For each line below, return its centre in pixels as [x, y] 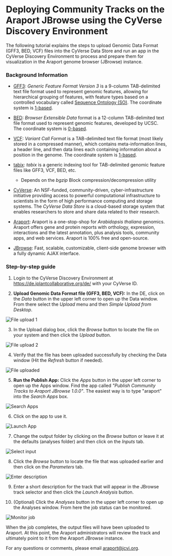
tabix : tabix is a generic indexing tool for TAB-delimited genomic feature [89, 165]
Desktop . [23, 309]
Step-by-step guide [31, 267]
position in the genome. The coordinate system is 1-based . [75, 155]
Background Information [37, 75]
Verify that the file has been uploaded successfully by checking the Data [90, 355]
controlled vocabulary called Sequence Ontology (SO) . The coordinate [88, 102]
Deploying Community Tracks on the [85, 9]
